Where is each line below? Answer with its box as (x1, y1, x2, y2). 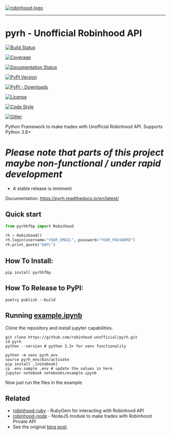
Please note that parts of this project (5, 147, 164, 158)
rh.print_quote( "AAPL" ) (5, 243, 56, 248)
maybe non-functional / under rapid (5, 158, 161, 170)
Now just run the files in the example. (5, 379, 83, 385)
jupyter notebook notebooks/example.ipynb (5, 370, 97, 375)
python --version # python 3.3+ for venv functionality (5, 344, 126, 349)
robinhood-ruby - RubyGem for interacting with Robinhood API (12, 407, 144, 414)
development (5, 168, 63, 180)
